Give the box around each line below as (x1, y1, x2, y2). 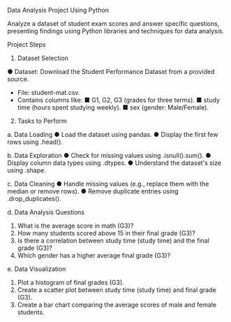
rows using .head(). (7, 138, 64, 146)
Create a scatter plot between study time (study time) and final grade (17, 286, 216, 294)
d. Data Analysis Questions (7, 208, 85, 216)
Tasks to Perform (17, 117, 68, 125)
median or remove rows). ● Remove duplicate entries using (7, 187, 179, 195)
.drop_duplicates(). (7, 195, 61, 203)
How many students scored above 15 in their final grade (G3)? (17, 229, 195, 237)
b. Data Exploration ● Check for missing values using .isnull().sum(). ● (7, 152, 211, 159)
